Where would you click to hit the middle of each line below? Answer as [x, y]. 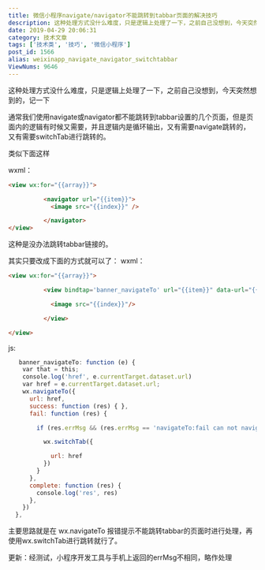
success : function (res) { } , [78, 406]
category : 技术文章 [38, 37]
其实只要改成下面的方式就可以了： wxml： [77, 261]
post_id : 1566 [32, 52]
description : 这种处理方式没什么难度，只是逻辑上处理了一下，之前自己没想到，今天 [128, 23]
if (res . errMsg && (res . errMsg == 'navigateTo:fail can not [137, 428]
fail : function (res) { [68, 414]
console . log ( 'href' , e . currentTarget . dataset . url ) [107, 377]
